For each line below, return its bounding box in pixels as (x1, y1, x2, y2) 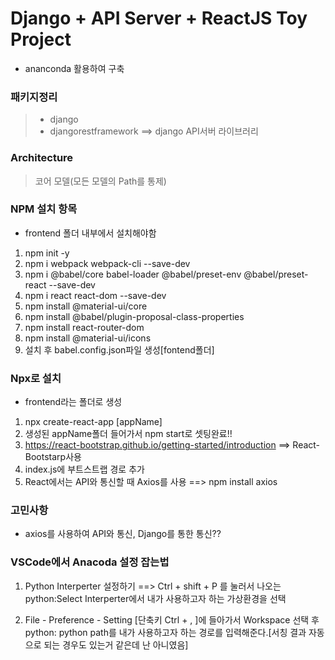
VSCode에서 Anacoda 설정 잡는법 (10, 555, 170, 569)
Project (10, 28, 72, 51)
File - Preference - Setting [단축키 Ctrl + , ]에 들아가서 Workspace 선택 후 (24, 613, 320, 626)
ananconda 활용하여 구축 (24, 62, 125, 74)
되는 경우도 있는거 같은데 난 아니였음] (43, 638, 189, 651)
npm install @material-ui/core (24, 300, 148, 312)
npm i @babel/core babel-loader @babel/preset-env (24, 268, 242, 280)
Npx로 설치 (10, 371, 62, 385)
